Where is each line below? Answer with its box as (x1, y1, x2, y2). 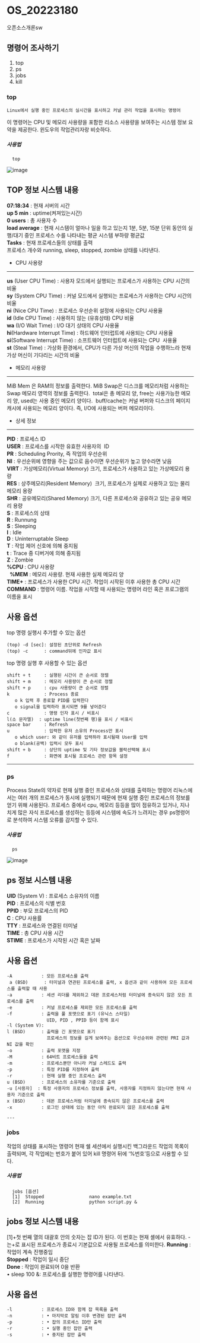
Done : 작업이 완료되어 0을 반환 (7, 1263, 81, 1270)
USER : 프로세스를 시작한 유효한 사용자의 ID (7, 443, 109, 450)
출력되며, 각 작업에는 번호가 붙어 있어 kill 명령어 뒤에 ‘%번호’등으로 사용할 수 (7, 1150, 183, 1157)
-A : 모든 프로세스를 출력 (7, 973, 89, 979)
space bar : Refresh (7, 722, 68, 728)
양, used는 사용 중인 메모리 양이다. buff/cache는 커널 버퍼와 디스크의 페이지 (12, 397, 191, 404)
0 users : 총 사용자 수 (7, 217, 58, 224)
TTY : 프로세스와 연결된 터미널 (7, 922, 78, 929)
